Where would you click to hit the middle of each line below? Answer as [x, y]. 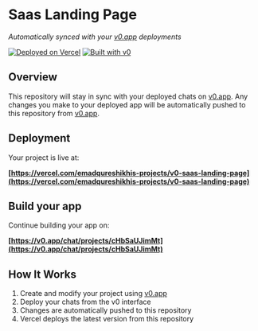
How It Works [43, 274]
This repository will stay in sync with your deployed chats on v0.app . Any [128, 96]
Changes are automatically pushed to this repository [106, 310]
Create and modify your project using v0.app [93, 294]
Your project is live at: [44, 158]
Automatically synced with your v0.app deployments [95, 37]
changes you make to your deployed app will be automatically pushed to [127, 104]
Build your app [45, 206]
